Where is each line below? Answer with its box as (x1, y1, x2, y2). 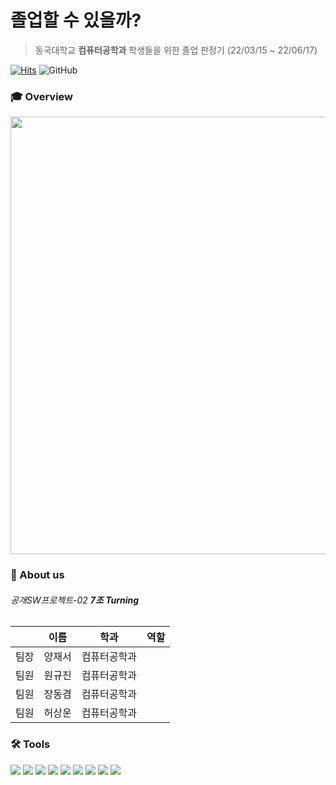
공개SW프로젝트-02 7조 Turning (10, 594, 140, 606)
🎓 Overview (10, 89, 73, 103)
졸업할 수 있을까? (10, 9, 142, 32)
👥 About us (10, 568, 65, 582)
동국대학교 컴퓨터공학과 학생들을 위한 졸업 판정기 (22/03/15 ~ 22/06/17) (34, 44, 318, 56)
